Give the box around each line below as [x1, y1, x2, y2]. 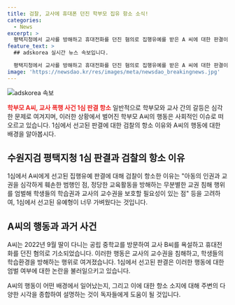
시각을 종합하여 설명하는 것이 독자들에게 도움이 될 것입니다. [20, 290, 181, 299]
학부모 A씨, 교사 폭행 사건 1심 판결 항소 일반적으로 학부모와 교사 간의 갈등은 [7, 103, 210, 112]
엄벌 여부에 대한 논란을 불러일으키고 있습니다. [7, 267, 131, 275]
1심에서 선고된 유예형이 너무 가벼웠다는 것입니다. [16, 198, 148, 206]
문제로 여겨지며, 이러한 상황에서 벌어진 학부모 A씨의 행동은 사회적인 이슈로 [14, 112, 217, 120]
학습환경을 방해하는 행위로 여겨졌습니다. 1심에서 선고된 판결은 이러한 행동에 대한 [7, 258, 225, 267]
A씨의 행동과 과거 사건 [7, 220, 97, 232]
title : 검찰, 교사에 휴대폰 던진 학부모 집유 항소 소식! [7, 10, 149, 17]
